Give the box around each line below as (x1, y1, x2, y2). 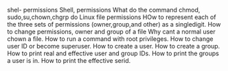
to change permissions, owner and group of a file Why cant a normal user (7, 27, 216, 35)
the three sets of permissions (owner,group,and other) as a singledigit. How (7, 20, 221, 28)
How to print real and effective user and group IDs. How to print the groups (7, 49, 220, 57)
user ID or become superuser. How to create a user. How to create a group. (7, 42, 220, 50)
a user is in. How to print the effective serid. (7, 57, 131, 64)
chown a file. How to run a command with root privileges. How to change (7, 35, 214, 43)
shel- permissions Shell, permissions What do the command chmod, (7, 6, 201, 14)
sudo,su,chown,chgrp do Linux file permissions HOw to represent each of (7, 13, 216, 21)
